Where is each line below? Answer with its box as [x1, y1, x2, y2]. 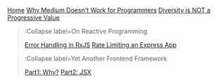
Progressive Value [7, 13, 60, 22]
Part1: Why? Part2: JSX [24, 68, 91, 76]
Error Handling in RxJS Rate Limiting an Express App [24, 41, 177, 49]
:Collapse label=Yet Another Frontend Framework [24, 54, 167, 63]
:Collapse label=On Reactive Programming [24, 27, 148, 35]
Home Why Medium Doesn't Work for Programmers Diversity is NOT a [7, 6, 211, 14]
